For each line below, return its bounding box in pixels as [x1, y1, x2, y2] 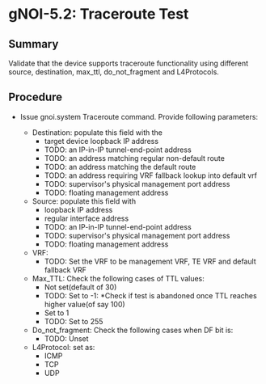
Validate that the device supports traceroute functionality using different [8, 58, 249, 68]
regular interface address [44, 213, 129, 223]
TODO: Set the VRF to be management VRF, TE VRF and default [44, 256, 256, 266]
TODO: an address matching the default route [44, 162, 196, 171]
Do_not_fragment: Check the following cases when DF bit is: [32, 325, 234, 335]
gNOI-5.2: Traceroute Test [8, 5, 189, 23]
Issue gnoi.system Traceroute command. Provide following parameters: [19, 112, 259, 121]
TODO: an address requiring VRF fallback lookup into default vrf [44, 171, 257, 180]
